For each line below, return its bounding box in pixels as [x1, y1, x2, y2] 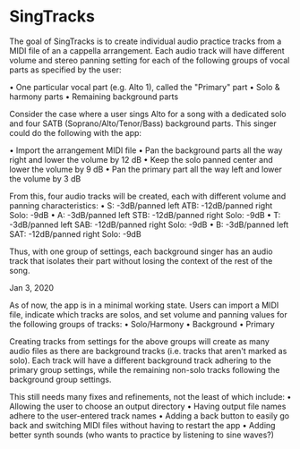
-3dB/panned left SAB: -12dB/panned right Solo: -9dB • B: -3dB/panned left [9, 219, 289, 230]
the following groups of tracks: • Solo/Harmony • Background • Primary [9, 318, 275, 329]
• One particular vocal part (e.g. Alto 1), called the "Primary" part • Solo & [9, 81, 280, 92]
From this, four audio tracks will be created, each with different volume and [9, 191, 287, 201]
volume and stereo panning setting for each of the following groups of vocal [9, 55, 290, 65]
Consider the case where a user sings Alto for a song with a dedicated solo [9, 108, 287, 119]
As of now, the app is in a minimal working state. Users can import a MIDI [9, 300, 279, 310]
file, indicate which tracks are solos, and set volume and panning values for [9, 309, 288, 319]
